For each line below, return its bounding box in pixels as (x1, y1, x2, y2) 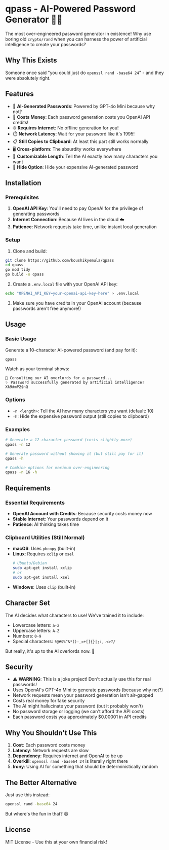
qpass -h (5, 456, 24, 461)
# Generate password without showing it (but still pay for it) (5, 451, 144, 456)
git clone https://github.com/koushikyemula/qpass (5, 258, 114, 263)
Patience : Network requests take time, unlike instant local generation (12, 224, 157, 230)
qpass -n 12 (5, 442, 30, 447)
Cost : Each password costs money (12, 742, 86, 748)
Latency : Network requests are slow (12, 748, 89, 754)
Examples (5, 426, 30, 433)
